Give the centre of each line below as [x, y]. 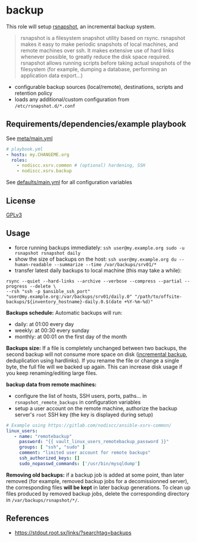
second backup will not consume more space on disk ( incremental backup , [97, 354]
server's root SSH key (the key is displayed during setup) [84, 414]
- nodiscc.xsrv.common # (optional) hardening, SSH [81, 165]
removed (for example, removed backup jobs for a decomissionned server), [97, 481]
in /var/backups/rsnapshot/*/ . [43, 500]
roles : [19, 160]
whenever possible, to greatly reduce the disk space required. [95, 56]
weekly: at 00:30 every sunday [52, 330]
